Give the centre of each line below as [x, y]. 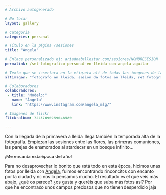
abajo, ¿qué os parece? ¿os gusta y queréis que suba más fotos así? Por [79, 182]
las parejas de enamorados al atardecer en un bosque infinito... [69, 147]
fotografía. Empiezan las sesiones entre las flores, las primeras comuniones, [83, 142]
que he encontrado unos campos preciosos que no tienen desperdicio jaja [81, 187]
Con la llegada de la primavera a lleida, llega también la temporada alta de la [83, 136]
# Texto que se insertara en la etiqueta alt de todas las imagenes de [80, 73]
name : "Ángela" [27, 100]
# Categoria [17, 32]
